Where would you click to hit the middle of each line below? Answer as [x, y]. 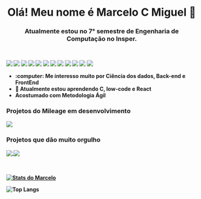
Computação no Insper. [102, 39]
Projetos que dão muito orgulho [54, 140]
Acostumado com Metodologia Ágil [60, 96]
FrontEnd [27, 83]
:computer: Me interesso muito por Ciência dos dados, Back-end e [100, 76]
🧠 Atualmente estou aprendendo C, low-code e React [83, 89]
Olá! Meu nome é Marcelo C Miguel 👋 [102, 12]
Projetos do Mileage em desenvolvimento [69, 111]
